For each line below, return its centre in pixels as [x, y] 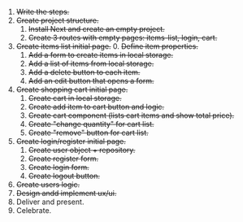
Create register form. [63, 159]
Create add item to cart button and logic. [96, 107]
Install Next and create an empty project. [96, 29]
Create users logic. [48, 185]
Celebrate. [34, 210]
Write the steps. [43, 12]
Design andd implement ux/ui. [66, 193]
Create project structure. [57, 20]
